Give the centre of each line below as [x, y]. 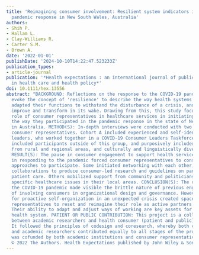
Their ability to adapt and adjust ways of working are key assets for [102, 210]
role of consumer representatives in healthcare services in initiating [103, 116]
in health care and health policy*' [57, 83]
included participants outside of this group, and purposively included [103, 143]
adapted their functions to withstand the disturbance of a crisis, [98, 105]
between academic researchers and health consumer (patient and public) [103, 221]
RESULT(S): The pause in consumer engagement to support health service [103, 154]
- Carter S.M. [24, 45]
